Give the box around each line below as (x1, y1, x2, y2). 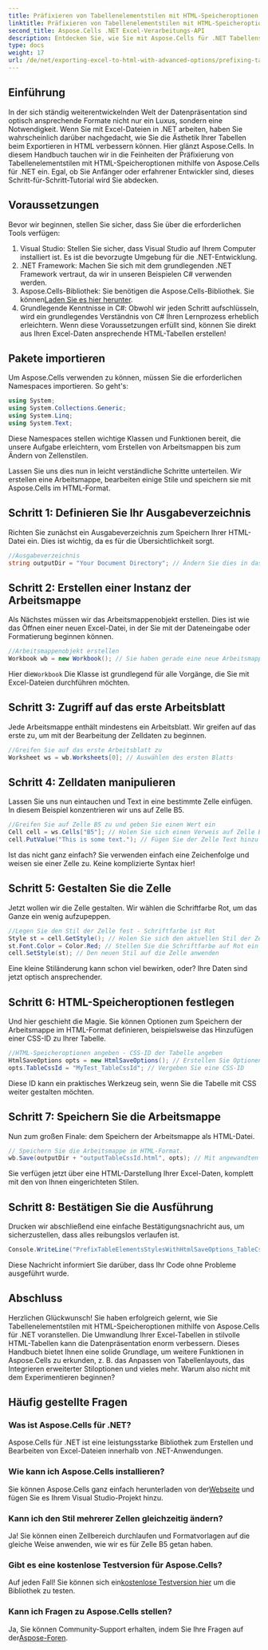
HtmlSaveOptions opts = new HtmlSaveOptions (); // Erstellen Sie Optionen (8, 1057, 262, 1065)
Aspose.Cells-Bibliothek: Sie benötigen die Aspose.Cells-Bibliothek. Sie (19, 286, 255, 296)
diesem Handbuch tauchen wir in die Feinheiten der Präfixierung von (8, 150, 234, 159)
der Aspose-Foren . (8, 1632, 69, 1642)
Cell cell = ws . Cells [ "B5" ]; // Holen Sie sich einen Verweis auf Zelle (8, 829, 255, 837)
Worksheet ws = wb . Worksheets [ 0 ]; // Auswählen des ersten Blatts (8, 753, 234, 761)
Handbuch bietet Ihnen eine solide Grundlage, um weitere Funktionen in (8, 1347, 244, 1356)
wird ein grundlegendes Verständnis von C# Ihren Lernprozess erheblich (19, 311, 259, 321)
